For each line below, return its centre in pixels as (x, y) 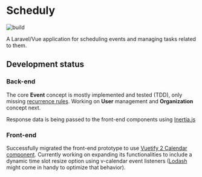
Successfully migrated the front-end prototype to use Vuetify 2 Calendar (97, 148)
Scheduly (31, 11)
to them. (17, 45)
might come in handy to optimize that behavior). (66, 167)
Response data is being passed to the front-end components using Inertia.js (101, 119)
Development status (45, 64)
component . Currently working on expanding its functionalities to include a (99, 154)
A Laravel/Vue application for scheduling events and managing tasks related (101, 39)
